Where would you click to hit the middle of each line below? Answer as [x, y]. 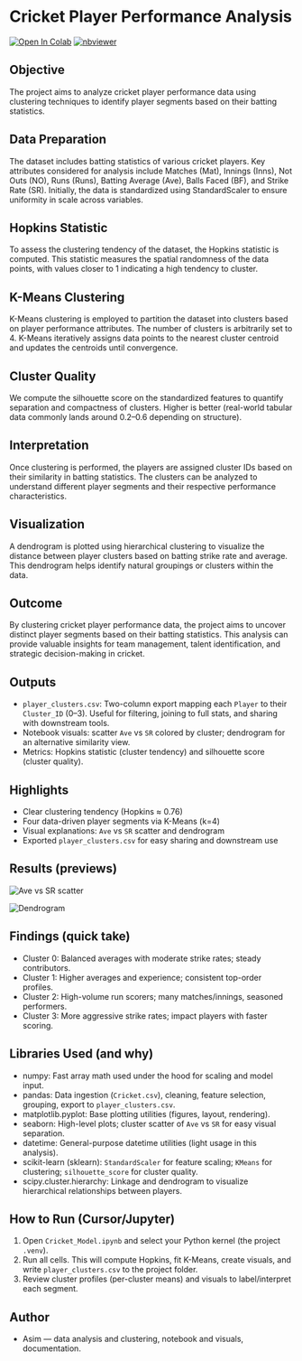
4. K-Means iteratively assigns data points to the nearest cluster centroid [144, 338]
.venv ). [35, 1250]
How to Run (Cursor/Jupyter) [92, 1219]
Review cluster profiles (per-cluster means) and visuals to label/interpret [156, 1279]
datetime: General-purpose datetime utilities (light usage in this [139, 1142]
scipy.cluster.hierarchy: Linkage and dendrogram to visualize [135, 1181]
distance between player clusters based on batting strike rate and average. [149, 555]
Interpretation [49, 446]
